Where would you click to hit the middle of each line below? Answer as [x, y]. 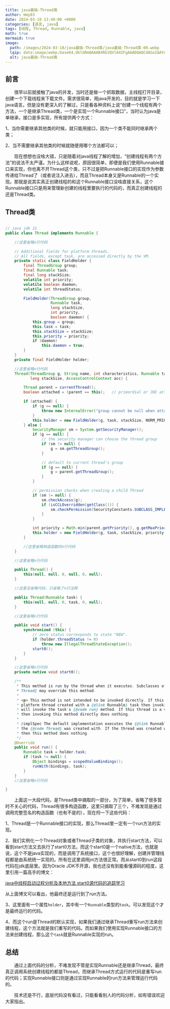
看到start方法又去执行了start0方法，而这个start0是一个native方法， [75, 847]
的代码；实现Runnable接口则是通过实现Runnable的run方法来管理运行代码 [81, 978]
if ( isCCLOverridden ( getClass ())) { [80, 505]
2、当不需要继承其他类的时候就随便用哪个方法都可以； [62, 146]
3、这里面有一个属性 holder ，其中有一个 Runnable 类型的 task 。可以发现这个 [82, 905]
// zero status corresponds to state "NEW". [80, 635]
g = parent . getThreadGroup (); [82, 472]
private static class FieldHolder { [53, 261]
